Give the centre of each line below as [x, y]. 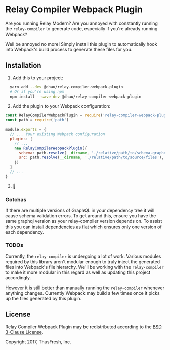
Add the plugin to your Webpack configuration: [61, 106]
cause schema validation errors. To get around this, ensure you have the [81, 216]
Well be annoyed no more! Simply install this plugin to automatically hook [81, 44]
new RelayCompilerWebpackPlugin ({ [51, 148]
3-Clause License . [24, 332]
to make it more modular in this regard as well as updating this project [78, 272]
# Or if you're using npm [37, 92]
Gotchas [16, 199]
